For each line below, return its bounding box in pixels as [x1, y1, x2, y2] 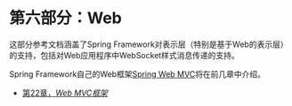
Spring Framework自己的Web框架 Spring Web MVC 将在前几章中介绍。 [9, 68, 265, 79]
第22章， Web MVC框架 [21, 87, 109, 98]
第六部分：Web [9, 8, 122, 28]
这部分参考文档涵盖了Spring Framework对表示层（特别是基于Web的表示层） [9, 39, 288, 49]
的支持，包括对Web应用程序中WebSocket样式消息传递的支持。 [9, 49, 240, 60]
